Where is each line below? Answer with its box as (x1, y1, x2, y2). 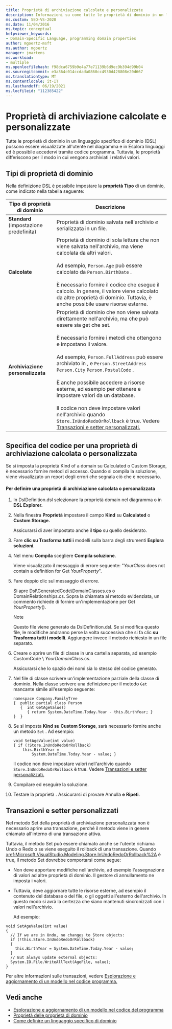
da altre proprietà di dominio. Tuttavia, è (56, 294, 152, 301)
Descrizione (95, 204, 126, 211)
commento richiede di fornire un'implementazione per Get (13, 599, 136, 605)
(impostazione (8, 222, 43, 229)
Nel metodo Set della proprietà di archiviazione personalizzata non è (6, 820, 150, 826)
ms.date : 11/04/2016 (6, 21, 50, 27)
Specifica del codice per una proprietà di (6, 441, 138, 450)
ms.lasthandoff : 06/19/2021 (6, 83, 66, 88)
